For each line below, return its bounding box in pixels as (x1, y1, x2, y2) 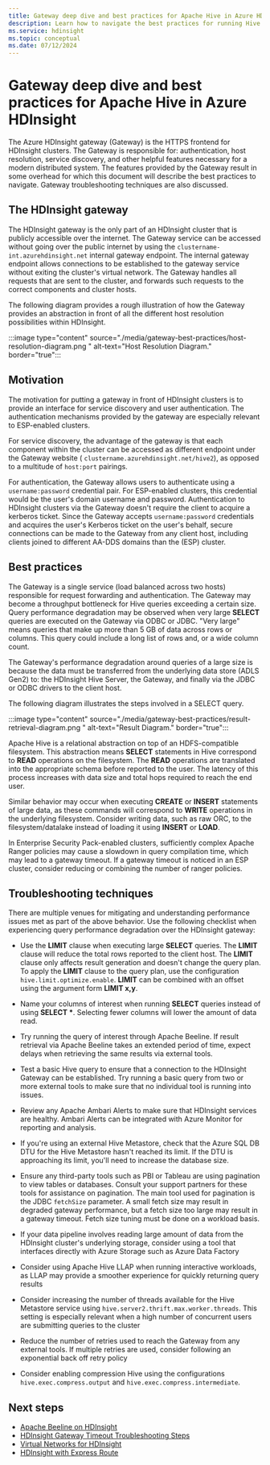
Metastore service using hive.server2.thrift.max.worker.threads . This (19, 1303, 257, 1313)
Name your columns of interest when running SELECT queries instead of (19, 999, 261, 1009)
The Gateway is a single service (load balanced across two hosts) (8, 581, 227, 592)
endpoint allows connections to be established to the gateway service (8, 258, 239, 268)
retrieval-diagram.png (8, 722, 81, 732)
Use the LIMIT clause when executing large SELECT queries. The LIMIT (19, 941, 258, 951)
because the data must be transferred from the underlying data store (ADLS (8, 666, 260, 675)
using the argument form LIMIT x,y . (19, 984, 138, 993)
